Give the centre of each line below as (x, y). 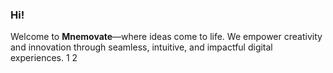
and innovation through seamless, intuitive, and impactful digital (141, 47)
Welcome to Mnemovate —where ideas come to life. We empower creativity (166, 37)
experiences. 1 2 (44, 58)
